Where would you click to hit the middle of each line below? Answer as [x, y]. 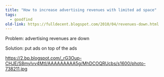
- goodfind [21, 19]
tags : [11, 15]
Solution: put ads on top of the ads [41, 48]
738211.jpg [16, 69]
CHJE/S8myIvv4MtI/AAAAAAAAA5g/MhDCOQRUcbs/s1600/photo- [75, 63]
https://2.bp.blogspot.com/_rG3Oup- [44, 58]
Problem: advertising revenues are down [47, 38]
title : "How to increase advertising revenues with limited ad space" [81, 10]
